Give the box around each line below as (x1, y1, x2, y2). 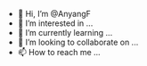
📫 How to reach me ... (17, 47, 101, 57)
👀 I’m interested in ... (17, 18, 94, 29)
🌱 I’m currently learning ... (17, 28, 113, 37)
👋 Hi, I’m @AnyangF (17, 9, 92, 19)
